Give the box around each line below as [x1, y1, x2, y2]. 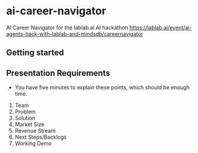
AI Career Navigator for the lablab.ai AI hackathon [6, 24, 128, 31]
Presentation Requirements [6, 68, 110, 78]
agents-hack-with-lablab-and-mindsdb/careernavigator [6, 30, 143, 37]
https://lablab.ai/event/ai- [129, 24, 192, 31]
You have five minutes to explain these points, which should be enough [14, 84, 190, 91]
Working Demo [14, 140, 52, 147]
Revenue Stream [14, 127, 55, 134]
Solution [14, 115, 36, 122]
